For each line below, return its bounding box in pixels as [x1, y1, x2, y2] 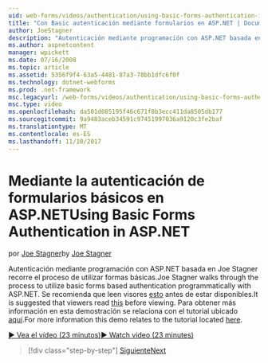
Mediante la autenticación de [8, 172, 205, 189]
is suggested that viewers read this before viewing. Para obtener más [8, 298, 237, 307]
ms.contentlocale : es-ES [8, 130, 91, 138]
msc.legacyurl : [8, 93, 59, 101]
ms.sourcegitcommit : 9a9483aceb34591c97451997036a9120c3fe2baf [8, 115, 223, 123]
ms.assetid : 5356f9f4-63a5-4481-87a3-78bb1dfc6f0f [8, 71, 180, 79]
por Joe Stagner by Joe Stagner [8, 248, 112, 259]
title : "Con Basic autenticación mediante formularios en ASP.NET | [8, 19, 241, 27]
